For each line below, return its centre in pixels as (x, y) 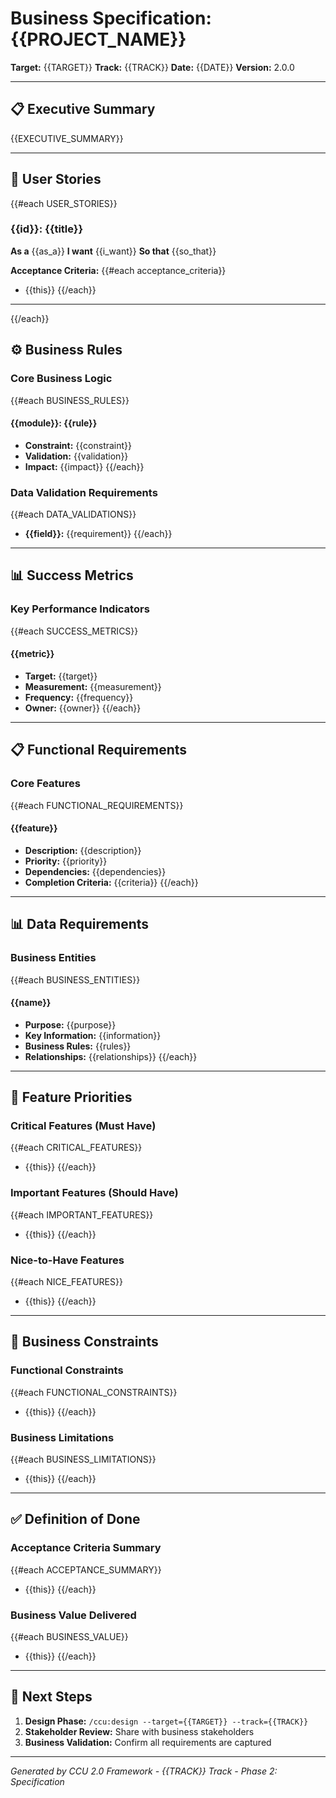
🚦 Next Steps (51, 1697)
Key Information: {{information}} (93, 1035)
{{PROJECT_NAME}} (98, 39)
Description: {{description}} (83, 850)
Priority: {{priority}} (66, 861)
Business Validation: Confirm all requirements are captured (148, 1742)
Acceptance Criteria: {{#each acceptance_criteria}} (118, 270)
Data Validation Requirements (84, 492)
